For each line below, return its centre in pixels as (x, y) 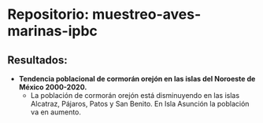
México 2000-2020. (53, 87)
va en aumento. (56, 112)
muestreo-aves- (147, 14)
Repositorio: (48, 14)
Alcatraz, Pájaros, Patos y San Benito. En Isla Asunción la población (140, 104)
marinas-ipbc (52, 31)
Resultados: (37, 60)
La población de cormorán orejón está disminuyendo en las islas (135, 95)
